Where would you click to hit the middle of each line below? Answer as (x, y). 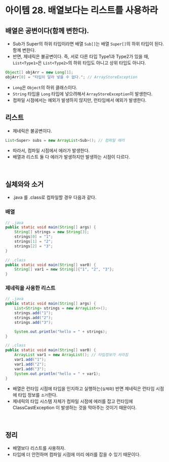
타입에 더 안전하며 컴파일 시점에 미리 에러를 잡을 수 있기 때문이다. (76, 454)
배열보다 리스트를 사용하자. (39, 448)
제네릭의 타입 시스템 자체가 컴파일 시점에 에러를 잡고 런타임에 (73, 401)
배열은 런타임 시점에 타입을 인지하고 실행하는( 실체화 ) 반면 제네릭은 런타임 (83, 389)
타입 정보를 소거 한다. (38, 395)
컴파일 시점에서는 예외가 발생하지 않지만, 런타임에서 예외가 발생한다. (79, 100)
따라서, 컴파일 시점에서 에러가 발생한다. (51, 150)
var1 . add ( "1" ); (30, 360)
